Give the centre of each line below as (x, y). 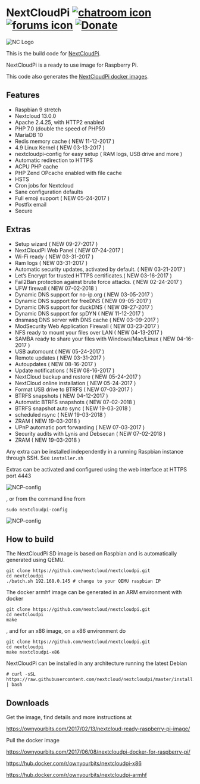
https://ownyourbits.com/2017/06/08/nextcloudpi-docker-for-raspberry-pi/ (98, 752)
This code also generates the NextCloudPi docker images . (77, 76)
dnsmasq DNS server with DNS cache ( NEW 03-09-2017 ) (87, 320)
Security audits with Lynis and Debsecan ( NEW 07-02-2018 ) (90, 433)
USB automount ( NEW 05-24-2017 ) (60, 351)
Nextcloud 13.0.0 (35, 115)
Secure (24, 211)
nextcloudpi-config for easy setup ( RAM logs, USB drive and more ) (99, 154)
